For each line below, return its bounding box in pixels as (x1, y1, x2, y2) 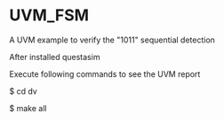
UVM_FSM (9, 5, 90, 26)
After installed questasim (9, 51, 100, 62)
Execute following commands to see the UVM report (9, 68, 201, 79)
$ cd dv (9, 86, 37, 96)
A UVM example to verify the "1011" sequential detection (9, 34, 216, 45)
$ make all (9, 102, 47, 113)
